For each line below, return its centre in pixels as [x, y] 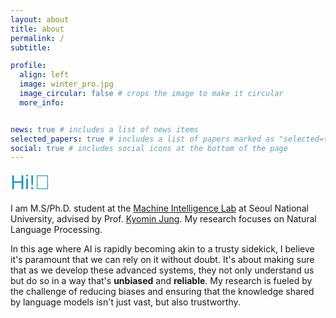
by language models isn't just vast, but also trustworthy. [125, 302]
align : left [44, 75]
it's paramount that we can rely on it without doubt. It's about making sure [162, 260]
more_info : [42, 102]
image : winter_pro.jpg [66, 84]
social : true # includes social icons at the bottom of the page [149, 148]
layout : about [40, 19]
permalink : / [37, 38]
